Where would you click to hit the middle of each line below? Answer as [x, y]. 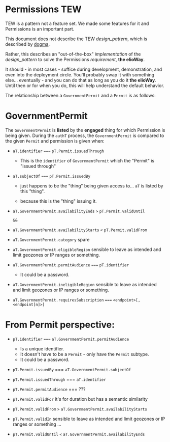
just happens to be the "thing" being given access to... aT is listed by [92, 186]
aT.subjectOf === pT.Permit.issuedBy [51, 176]
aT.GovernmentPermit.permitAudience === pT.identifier [71, 265]
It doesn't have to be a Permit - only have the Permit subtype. [84, 354]
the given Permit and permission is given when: [55, 141]
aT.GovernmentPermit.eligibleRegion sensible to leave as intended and [87, 249]
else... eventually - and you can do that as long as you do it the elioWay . [81, 80]
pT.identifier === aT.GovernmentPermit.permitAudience [71, 339]
